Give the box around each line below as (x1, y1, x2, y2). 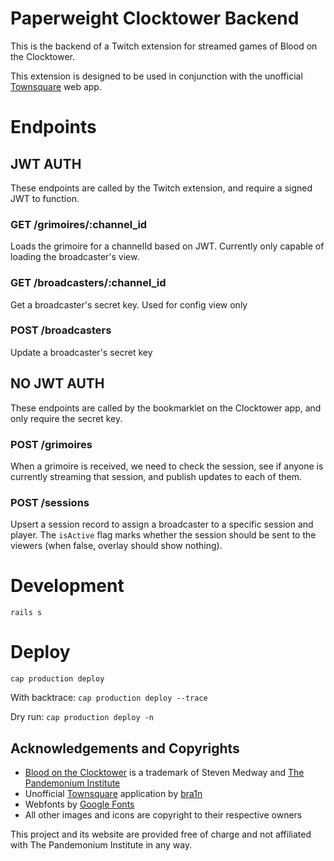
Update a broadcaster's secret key (10, 346, 153, 358)
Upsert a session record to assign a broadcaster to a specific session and (10, 518, 314, 531)
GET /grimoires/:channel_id (10, 217, 148, 231)
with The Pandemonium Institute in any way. (10, 838, 193, 851)
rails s (10, 608, 43, 618)
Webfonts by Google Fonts (24, 798, 135, 810)
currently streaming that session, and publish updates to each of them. (10, 470, 302, 482)
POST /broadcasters (10, 323, 112, 337)
